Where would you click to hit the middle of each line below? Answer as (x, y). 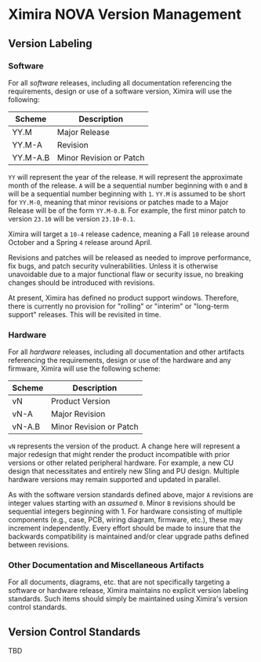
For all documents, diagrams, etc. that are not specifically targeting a (119, 582)
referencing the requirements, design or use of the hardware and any (120, 360)
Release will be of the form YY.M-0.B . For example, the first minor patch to (127, 210)
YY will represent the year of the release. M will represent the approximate (125, 177)
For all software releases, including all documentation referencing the (120, 82)
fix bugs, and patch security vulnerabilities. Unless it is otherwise (113, 265)
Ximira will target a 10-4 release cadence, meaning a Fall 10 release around (129, 234)
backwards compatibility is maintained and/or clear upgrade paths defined (129, 536)
